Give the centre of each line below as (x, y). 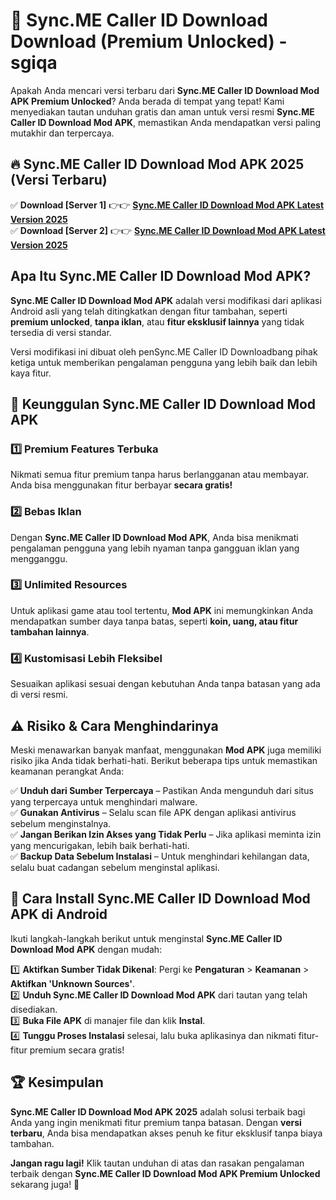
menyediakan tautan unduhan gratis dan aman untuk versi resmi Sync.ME (162, 111)
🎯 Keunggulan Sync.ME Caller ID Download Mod (163, 404)
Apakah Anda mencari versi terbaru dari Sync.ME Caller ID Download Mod (165, 90)
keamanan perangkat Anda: (67, 771)
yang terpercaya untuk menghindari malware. (104, 801)
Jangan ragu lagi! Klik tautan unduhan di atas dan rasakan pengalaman (157, 1163)
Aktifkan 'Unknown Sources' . (73, 983)
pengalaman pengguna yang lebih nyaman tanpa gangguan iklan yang (155, 548)
